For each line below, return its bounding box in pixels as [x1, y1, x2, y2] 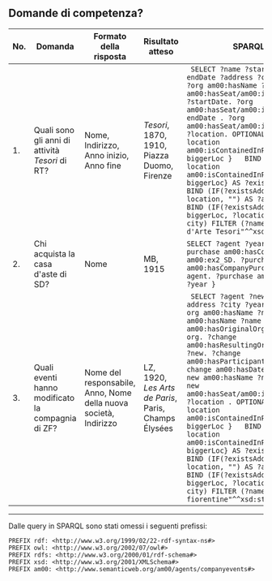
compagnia [33, 412, 77, 424]
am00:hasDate [215, 364, 266, 374]
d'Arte [186, 226, 212, 236]
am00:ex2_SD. [186, 255, 237, 265]
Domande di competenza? [8, 6, 144, 20]
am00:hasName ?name [186, 316, 261, 325]
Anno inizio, [84, 149, 130, 161]
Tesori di [33, 154, 67, 166]
